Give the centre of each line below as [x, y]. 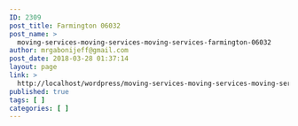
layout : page [33, 67]
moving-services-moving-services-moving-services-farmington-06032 [145, 42]
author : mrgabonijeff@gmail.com [69, 51]
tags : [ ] [27, 100]
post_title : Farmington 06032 [65, 26]
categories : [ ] [39, 108]
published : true [39, 91]
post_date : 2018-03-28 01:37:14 [69, 59]
